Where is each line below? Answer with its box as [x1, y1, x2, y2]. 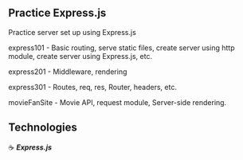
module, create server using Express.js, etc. [8, 51, 153, 60]
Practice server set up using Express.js [8, 27, 137, 37]
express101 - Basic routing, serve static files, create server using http [8, 43, 235, 53]
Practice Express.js [8, 6, 107, 20]
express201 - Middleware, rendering [8, 67, 127, 76]
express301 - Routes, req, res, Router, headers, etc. [8, 82, 178, 92]
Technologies [8, 121, 78, 135]
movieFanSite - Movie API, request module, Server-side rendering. [8, 97, 227, 107]
